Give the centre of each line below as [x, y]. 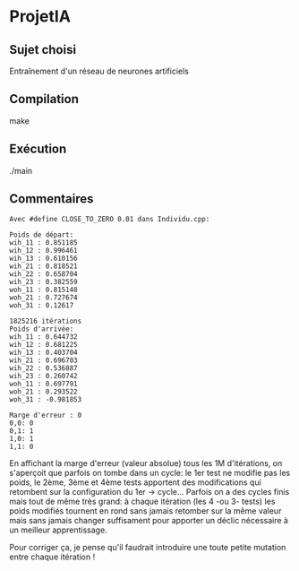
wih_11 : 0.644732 [43, 337]
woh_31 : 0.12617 [42, 306]
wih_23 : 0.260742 [43, 376]
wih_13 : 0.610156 [43, 259]
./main [21, 170]
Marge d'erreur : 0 [46, 415]
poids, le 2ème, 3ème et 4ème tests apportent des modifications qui [135, 482]
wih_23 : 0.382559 [43, 282]
